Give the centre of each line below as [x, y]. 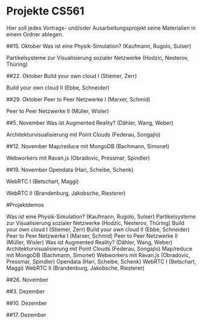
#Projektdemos [25, 204]
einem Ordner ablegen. [35, 34]
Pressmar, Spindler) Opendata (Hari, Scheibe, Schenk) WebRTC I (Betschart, [101, 261]
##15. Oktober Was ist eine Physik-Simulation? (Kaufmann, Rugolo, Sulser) [99, 46]
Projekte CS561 [45, 11]
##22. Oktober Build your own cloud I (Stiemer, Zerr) [72, 76]
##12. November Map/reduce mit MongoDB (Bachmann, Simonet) [88, 146]
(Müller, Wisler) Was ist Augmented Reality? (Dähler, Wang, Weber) [90, 242]
